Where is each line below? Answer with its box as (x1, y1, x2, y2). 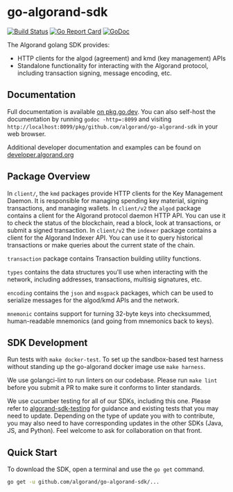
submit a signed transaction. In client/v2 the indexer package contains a (7, 226, 217, 234)
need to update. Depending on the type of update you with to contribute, (7, 411, 215, 420)
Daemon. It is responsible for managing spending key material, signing (7, 196, 209, 205)
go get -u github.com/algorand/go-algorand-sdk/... (7, 479, 159, 486)
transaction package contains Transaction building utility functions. (7, 254, 201, 263)
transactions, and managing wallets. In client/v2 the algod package (7, 204, 201, 212)
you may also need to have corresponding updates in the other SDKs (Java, (7, 419, 223, 427)
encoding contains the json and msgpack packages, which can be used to (7, 288, 214, 297)
